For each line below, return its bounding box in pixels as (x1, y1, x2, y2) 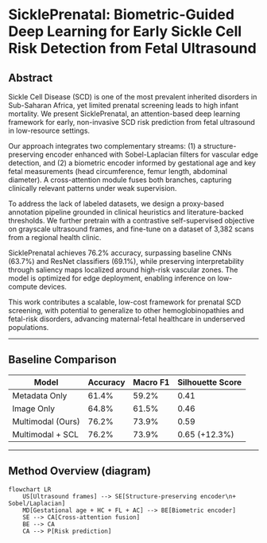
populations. (8, 323, 49, 332)
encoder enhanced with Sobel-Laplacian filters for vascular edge (44, 149, 258, 159)
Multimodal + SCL (12, 429, 79, 440)
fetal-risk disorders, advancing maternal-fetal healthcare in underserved (8, 314, 246, 324)
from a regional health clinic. (8, 233, 102, 242)
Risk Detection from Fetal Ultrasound (8, 40, 257, 57)
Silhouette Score (177, 376, 242, 387)
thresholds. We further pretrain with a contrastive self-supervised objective (8, 216, 255, 225)
